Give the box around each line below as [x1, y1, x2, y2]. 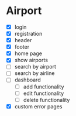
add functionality [23, 83, 64, 90]
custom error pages [14, 103, 63, 110]
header [14, 37, 32, 44]
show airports [14, 57, 49, 64]
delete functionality [23, 96, 70, 103]
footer [14, 43, 30, 50]
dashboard [14, 76, 41, 83]
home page [14, 50, 43, 57]
